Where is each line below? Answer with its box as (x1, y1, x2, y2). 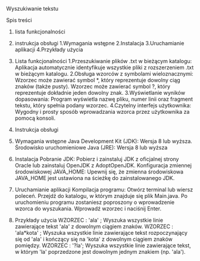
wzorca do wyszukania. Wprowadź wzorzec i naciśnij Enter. (14, 205, 162, 212)
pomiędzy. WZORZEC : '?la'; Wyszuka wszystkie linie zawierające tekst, (14, 242, 192, 249)
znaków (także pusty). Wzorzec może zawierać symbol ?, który (14, 83, 171, 90)
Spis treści (6, 17, 32, 23)
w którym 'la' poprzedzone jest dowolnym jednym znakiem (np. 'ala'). (14, 248, 186, 255)
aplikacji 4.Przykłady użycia (14, 46, 83, 53)
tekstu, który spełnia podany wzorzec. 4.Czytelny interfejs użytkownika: (14, 102, 192, 109)
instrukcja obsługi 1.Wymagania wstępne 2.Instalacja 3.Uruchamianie (14, 40, 185, 46)
